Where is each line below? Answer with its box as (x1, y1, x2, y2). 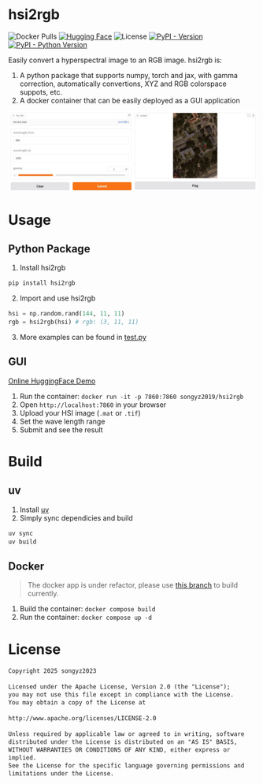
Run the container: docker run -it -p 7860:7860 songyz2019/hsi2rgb (19, 391, 244, 401)
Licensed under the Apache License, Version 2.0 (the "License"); (8, 683, 231, 691)
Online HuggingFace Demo (8, 376, 96, 386)
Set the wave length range (19, 416, 106, 426)
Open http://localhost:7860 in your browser (19, 400, 167, 409)
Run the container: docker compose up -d (19, 613, 152, 622)
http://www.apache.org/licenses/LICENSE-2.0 (8, 715, 157, 722)
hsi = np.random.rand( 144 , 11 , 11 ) (8, 310, 125, 318)
